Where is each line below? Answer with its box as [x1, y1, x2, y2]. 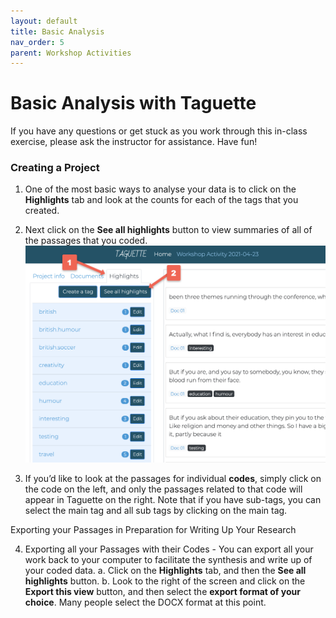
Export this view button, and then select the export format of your [24, 586, 301, 598]
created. [24, 205, 60, 217]
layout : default [10, 16, 78, 26]
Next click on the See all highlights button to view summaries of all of [24, 224, 313, 236]
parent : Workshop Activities [10, 48, 132, 58]
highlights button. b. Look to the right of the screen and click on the [24, 575, 306, 587]
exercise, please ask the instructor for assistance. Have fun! [10, 136, 258, 148]
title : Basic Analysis [10, 26, 105, 37]
